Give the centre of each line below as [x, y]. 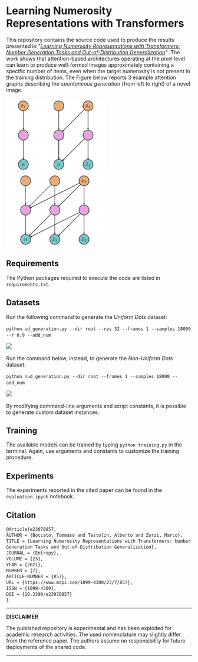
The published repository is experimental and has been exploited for [89, 628]
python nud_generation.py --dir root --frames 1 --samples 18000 [88, 376]
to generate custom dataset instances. [53, 412]
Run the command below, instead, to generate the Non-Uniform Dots [90, 358]
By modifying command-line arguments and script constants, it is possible [96, 406]
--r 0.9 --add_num [29, 335]
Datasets [23, 303]
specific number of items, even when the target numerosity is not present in [98, 71]
